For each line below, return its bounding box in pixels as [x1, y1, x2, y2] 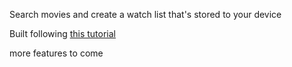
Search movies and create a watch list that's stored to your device [9, 9, 282, 20]
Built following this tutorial [9, 28, 117, 39]
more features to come [9, 47, 104, 59]
